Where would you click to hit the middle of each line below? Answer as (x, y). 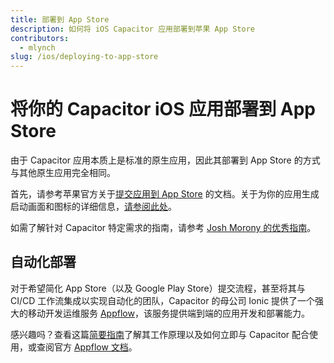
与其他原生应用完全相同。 (63, 173)
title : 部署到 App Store (60, 19)
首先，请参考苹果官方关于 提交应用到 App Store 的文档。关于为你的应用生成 (165, 194)
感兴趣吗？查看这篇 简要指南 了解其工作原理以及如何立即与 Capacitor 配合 (160, 334)
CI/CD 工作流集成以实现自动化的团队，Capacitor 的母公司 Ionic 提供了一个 (163, 300)
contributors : (40, 38)
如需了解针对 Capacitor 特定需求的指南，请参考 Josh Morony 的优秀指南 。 (163, 228)
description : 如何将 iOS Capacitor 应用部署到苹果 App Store (132, 29)
